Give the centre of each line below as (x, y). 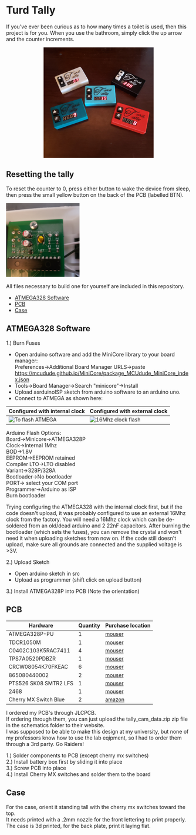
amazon (115, 699)
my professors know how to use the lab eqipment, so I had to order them (94, 738)
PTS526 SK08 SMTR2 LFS (41, 683)
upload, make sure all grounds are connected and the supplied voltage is (94, 544)
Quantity (89, 626)
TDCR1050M (25, 642)
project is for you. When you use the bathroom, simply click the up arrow (94, 32)
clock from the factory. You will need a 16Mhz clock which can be (85, 519)
